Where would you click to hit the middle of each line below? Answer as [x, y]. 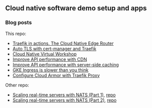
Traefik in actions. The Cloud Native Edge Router [63, 43]
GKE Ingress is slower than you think [51, 70]
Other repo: [17, 85]
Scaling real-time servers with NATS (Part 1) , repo [64, 94]
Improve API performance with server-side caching [66, 64]
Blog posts [19, 23]
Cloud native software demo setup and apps [76, 8]
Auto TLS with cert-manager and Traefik [54, 48]
